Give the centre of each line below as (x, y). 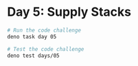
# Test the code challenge (46, 49)
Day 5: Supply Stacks (69, 12)
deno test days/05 (33, 56)
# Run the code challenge (44, 30)
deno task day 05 (32, 36)
